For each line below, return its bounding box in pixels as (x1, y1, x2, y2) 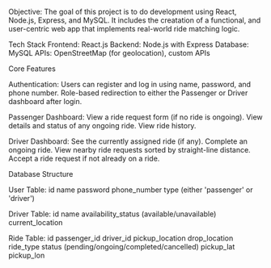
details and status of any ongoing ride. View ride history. (8, 121, 197, 130)
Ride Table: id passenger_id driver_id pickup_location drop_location (8, 233, 234, 243)
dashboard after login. (8, 97, 83, 106)
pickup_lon (8, 250, 45, 260)
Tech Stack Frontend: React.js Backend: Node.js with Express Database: (8, 40, 249, 49)
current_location (8, 218, 63, 227)
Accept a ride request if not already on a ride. (8, 153, 160, 163)
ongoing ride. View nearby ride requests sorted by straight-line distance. (8, 145, 251, 154)
